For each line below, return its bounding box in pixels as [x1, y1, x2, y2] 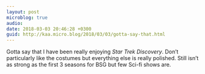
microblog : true [6, 15, 48, 21]
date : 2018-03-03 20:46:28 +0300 [6, 25, 92, 32]
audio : [6, 20, 23, 26]
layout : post [6, 8, 40, 15]
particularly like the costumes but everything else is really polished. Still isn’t [6, 55, 199, 62]
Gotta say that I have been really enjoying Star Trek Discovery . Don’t [6, 48, 179, 55]
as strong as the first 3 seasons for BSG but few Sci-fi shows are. [6, 61, 171, 69]
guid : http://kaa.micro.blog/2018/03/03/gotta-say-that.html [6, 32, 166, 38]
